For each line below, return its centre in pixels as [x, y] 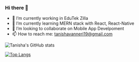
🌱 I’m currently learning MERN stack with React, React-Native [73, 23]
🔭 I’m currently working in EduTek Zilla [50, 18]
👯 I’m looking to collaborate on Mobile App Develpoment [68, 29]
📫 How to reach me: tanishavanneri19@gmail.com [62, 34]
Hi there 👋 [17, 8]
